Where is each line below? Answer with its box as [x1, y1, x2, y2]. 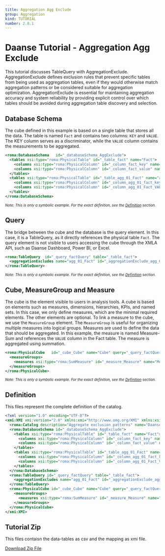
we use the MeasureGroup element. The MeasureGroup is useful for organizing [5, 320, 158, 325]
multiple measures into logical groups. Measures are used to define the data [5, 325, 160, 331]
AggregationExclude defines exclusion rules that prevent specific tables [5, 74, 151, 80]
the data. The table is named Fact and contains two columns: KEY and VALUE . [5, 133, 159, 138]
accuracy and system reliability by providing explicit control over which [5, 95, 149, 101]
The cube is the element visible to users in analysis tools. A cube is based [5, 299, 155, 305]
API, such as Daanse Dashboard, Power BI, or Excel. [5, 245, 110, 251]
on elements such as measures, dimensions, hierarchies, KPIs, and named [5, 304, 156, 310]
